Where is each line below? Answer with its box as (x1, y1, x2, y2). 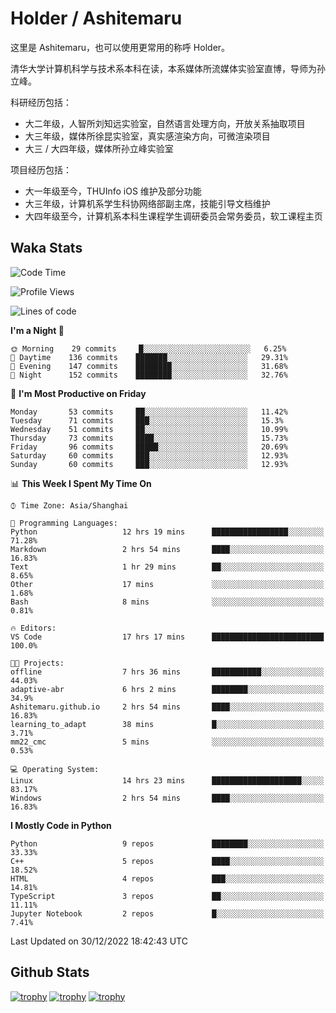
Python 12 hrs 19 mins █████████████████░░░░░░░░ (10, 527, 325, 537)
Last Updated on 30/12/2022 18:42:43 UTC (10, 935, 188, 947)
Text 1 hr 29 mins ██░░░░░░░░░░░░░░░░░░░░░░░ (10, 562, 325, 572)
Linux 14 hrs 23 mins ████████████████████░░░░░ (10, 775, 325, 786)
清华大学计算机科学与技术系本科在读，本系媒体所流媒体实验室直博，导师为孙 (10, 62, 326, 74)
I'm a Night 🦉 (10, 324, 65, 336)
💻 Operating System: (10, 764, 100, 774)
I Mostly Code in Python (10, 819, 112, 831)
